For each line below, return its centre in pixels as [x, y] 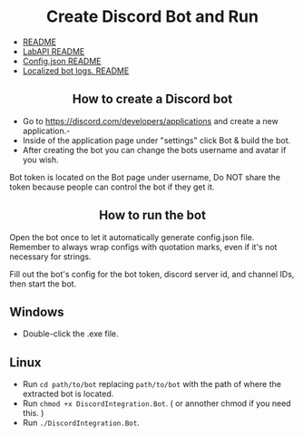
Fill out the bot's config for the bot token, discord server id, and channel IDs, [152, 274]
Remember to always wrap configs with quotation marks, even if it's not [143, 247]
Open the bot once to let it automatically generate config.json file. [132, 237]
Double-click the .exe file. [70, 334]
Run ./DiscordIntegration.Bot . [81, 422]
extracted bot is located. [68, 394]
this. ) [33, 413]
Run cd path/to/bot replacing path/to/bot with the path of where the [151, 384]
